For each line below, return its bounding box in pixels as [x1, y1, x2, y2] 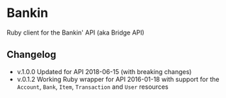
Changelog [6, 49, 57, 61]
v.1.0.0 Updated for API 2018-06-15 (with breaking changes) [16, 67, 192, 75]
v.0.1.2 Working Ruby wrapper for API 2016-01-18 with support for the [16, 75, 220, 83]
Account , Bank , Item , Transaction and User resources [16, 82, 169, 91]
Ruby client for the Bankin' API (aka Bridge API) [6, 28, 145, 37]
